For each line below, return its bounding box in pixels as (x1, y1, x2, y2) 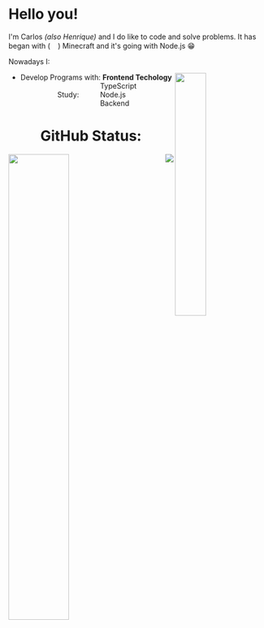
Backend (100, 98, 130, 108)
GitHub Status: (40, 127, 142, 145)
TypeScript (100, 80, 137, 90)
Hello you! (8, 5, 79, 24)
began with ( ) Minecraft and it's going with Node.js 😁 (8, 41, 195, 50)
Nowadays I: (8, 56, 50, 66)
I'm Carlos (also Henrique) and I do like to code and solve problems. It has (8, 32, 257, 41)
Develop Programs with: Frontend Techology (19, 72, 172, 82)
